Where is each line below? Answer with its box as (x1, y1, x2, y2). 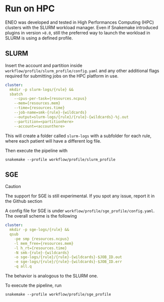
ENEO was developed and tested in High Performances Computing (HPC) (5, 19, 154, 25)
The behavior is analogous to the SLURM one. (5, 273, 98, 279)
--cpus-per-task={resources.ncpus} (14, 96, 87, 101)
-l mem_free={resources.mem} (14, 241, 74, 246)
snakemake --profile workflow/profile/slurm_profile (5, 157, 116, 162)
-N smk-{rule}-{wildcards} (14, 250, 69, 255)
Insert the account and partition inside (5, 62, 83, 68)
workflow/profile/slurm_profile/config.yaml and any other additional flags (5, 68, 160, 74)
